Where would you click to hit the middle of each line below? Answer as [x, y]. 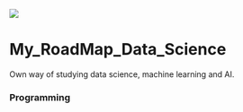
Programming [40, 97]
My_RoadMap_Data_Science [118, 50]
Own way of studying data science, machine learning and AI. [122, 74]
